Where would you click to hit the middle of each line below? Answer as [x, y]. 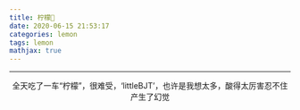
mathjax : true [36, 51]
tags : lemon [31, 42]
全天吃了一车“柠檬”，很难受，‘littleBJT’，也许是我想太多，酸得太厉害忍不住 [150, 86]
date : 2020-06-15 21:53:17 [59, 26]
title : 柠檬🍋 [32, 17]
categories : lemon [43, 34]
